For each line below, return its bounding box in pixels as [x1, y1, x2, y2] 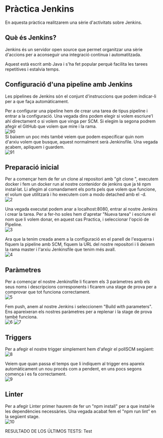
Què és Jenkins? [5, 34, 57, 42]
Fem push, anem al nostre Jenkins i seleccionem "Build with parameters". [5, 304, 152, 310]
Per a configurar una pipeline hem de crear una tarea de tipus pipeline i [5, 108, 148, 114]
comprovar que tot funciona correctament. [5, 289, 91, 295]
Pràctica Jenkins [5, 3, 74, 15]
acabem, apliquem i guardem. [5, 144, 65, 150]
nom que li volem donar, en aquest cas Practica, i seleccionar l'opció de [5, 216, 149, 222]
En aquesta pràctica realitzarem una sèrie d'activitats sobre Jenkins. [5, 19, 143, 25]
